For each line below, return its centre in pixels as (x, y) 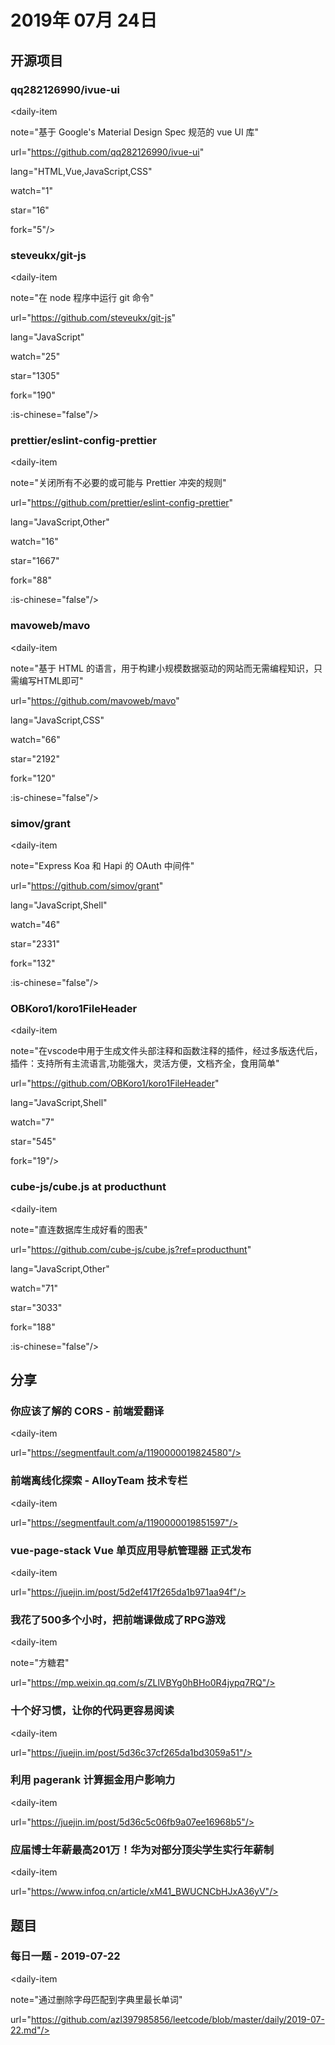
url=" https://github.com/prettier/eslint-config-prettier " (122, 503)
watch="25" (35, 357)
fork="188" (33, 1327)
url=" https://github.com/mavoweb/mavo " (95, 700)
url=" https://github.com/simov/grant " (87, 886)
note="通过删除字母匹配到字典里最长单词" (96, 1999)
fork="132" (33, 963)
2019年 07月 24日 (84, 20)
